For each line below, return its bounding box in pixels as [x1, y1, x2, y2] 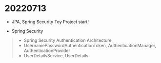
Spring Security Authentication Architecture [23, 37, 112, 43]
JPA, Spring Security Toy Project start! [11, 19, 89, 25]
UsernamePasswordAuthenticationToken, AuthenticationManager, [23, 42, 157, 48]
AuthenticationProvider [23, 48, 70, 53]
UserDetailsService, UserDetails [23, 52, 89, 58]
